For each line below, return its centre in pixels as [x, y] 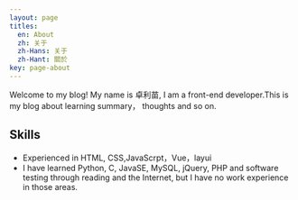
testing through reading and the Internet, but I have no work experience [155, 177]
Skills [25, 135]
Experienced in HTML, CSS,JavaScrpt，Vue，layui [117, 158]
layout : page [34, 18]
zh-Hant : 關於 [42, 59]
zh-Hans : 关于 [42, 51]
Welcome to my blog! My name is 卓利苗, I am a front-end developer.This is [149, 95]
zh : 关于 [33, 43]
